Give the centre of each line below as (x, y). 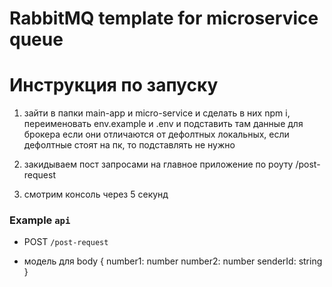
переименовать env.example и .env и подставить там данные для (163, 124)
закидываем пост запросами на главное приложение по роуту (158, 164)
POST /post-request (66, 242)
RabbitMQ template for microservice (164, 18)
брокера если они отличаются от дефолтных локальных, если (156, 134)
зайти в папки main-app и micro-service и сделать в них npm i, (157, 113)
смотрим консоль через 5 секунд (96, 194)
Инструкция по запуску (114, 85)
